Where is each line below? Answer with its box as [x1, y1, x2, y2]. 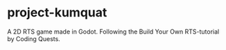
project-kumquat [7, 5, 107, 21]
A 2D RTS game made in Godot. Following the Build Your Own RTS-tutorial [7, 27, 220, 36]
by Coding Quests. [7, 34, 60, 42]
